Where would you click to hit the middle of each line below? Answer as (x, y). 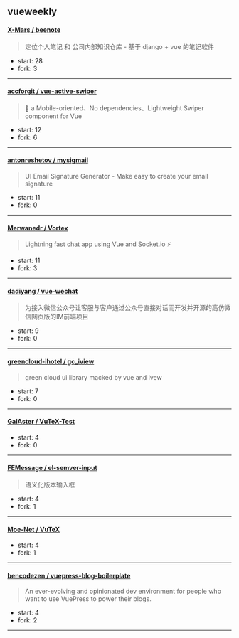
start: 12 (29, 129)
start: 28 (30, 60)
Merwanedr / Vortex (38, 228)
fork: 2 (27, 620)
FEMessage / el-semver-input (52, 468)
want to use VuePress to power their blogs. (88, 599)
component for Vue (53, 116)
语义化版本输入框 (50, 485)
